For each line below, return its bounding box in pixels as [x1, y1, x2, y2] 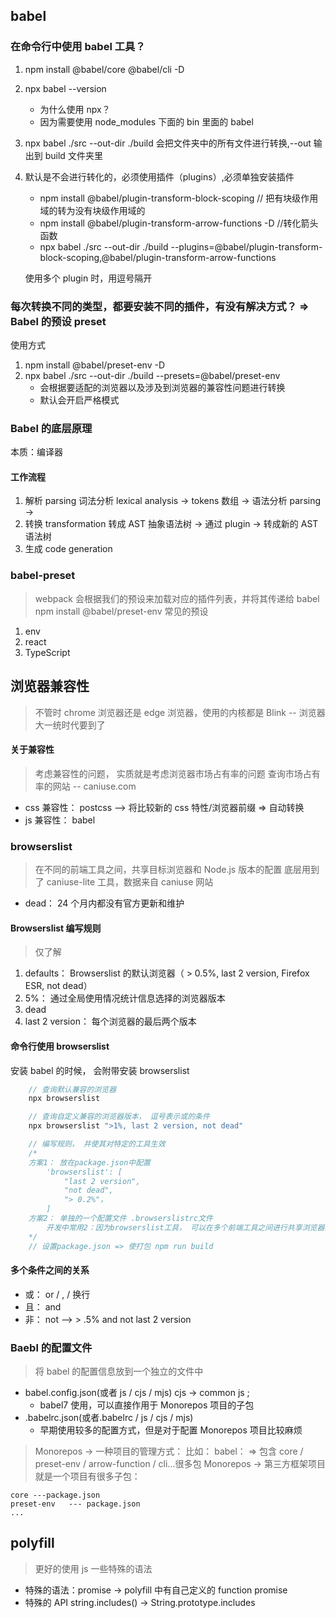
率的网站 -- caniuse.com [34, 780, 137, 792]
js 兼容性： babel [24, 814, 96, 826]
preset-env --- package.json [10, 1499, 141, 1509]
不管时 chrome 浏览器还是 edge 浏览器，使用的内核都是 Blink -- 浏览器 [34, 706, 326, 718]
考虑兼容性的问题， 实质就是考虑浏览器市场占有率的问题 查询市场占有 [34, 767, 321, 779]
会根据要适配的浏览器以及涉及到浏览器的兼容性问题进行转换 [39, 381, 286, 393]
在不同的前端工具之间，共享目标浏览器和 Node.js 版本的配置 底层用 [34, 864, 312, 876]
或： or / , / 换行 [24, 1288, 91, 1300]
